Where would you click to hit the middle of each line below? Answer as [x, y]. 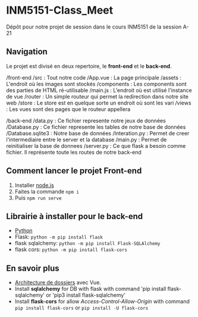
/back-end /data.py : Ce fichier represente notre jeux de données [86, 121]
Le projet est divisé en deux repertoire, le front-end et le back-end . [89, 66]
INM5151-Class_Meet [60, 10]
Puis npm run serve [38, 198]
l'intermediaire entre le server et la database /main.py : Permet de [87, 140]
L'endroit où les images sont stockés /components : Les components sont [96, 84]
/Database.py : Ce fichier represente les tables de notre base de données [96, 127]
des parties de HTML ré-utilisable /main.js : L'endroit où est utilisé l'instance [99, 90]
